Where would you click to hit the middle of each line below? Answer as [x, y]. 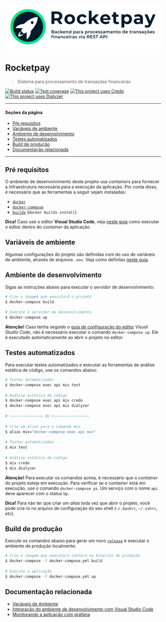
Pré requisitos [27, 170]
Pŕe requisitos [26, 123]
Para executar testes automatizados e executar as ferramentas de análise [80, 365]
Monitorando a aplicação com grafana [51, 614]
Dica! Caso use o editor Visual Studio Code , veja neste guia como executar [82, 222]
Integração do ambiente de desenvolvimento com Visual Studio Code [83, 609]
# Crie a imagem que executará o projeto [48, 297]
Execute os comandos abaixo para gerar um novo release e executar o [77, 541]
